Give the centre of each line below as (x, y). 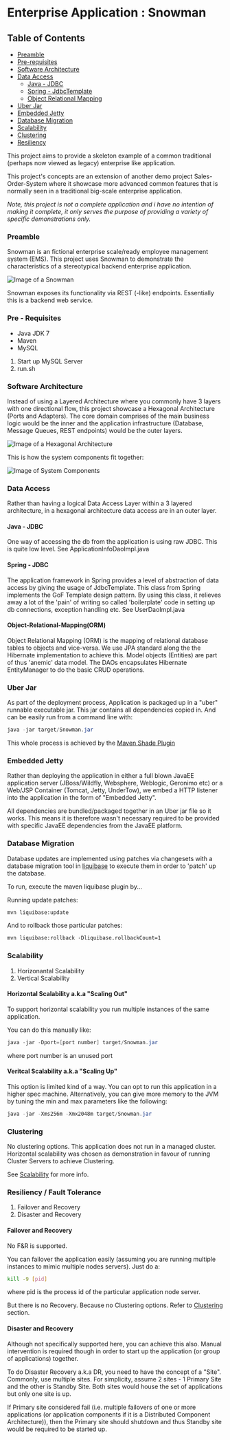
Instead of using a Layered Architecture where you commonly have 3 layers (114, 401)
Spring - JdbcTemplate (60, 91)
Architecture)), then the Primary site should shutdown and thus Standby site (114, 1421)
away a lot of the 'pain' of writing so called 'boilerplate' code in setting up (111, 602)
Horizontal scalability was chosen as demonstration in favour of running (109, 1154)
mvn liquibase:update (38, 912)
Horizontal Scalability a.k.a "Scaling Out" (68, 994)
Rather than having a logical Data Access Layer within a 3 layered (100, 503)
